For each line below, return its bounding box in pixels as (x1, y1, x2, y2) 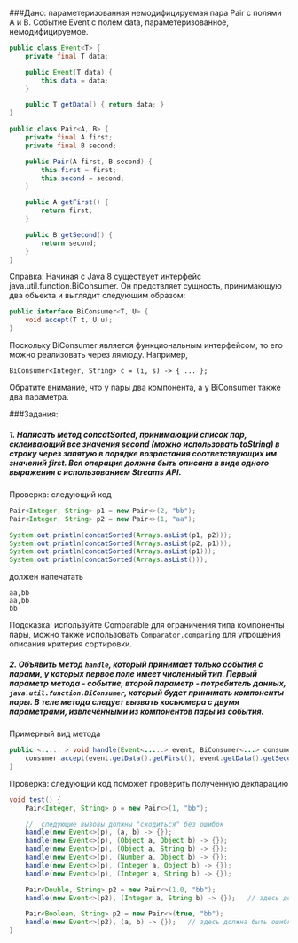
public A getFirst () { (25, 198, 109, 207)
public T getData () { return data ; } (25, 100, 165, 109)
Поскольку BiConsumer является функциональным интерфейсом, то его (9, 340, 284, 350)
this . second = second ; (41, 173, 125, 183)
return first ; (41, 206, 93, 216)
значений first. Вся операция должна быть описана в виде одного (9, 457, 270, 468)
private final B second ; (25, 141, 117, 150)
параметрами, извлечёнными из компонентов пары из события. (9, 706, 264, 717)
